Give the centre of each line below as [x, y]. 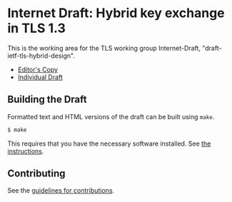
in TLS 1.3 [36, 28]
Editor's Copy [38, 69]
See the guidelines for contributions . [61, 191]
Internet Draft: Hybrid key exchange [116, 13]
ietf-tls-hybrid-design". [41, 56]
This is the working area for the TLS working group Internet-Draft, [104, 48]
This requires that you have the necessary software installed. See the [109, 143]
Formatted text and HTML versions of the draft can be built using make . [111, 116]
